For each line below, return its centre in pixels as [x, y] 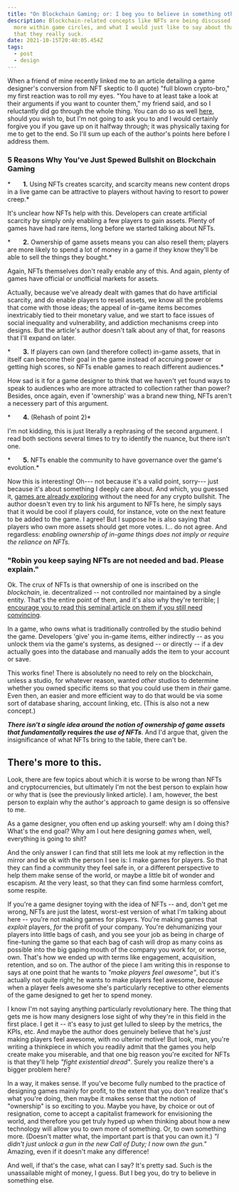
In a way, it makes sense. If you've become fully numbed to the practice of [117, 1084]
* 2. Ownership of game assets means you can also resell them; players [118, 242]
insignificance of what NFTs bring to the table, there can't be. [97, 740]
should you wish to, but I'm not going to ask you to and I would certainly [113, 118]
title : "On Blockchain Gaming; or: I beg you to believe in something [114, 14]
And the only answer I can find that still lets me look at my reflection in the [116, 853]
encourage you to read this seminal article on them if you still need [105, 607]
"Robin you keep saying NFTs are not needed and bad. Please [116, 560]
